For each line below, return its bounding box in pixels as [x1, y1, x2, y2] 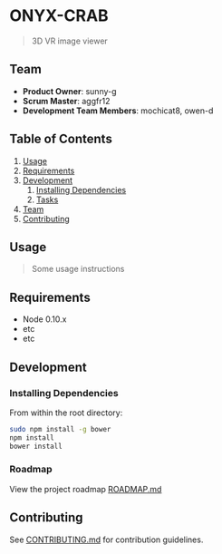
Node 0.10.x [22, 314, 67, 325]
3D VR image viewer [31, 35, 109, 46]
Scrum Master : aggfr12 [22, 95, 111, 106]
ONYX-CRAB [9, 5, 109, 26]
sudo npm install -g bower [9, 424, 111, 433]
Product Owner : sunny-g [22, 85, 117, 96]
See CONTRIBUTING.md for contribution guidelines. [9, 534, 204, 545]
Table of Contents [9, 131, 113, 147]
